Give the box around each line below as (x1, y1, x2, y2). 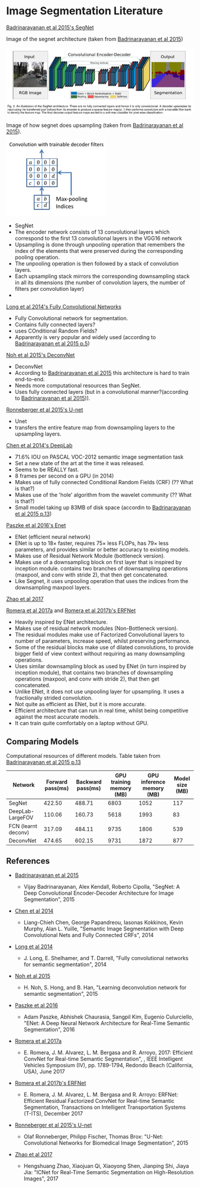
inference (140, 778, 165, 785)
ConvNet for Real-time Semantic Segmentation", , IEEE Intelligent (23, 1055, 183, 1062)
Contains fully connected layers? (14, 321, 96, 328)
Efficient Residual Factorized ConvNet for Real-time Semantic (23, 1098, 174, 1105)
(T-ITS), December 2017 (23, 1110, 83, 1117)
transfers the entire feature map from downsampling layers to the (14, 424, 175, 431)
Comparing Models (6, 736, 79, 747)
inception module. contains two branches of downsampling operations (14, 565, 188, 572)
